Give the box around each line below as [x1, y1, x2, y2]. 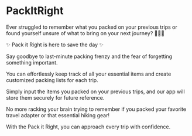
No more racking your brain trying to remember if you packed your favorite [6, 106, 186, 113]
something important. [6, 59, 58, 66]
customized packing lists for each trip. [6, 76, 98, 83]
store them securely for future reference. [6, 94, 105, 101]
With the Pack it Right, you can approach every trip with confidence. [6, 123, 171, 130]
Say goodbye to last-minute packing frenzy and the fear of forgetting [6, 53, 173, 60]
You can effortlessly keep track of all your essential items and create [6, 70, 172, 77]
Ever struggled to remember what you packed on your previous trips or [6, 23, 177, 30]
